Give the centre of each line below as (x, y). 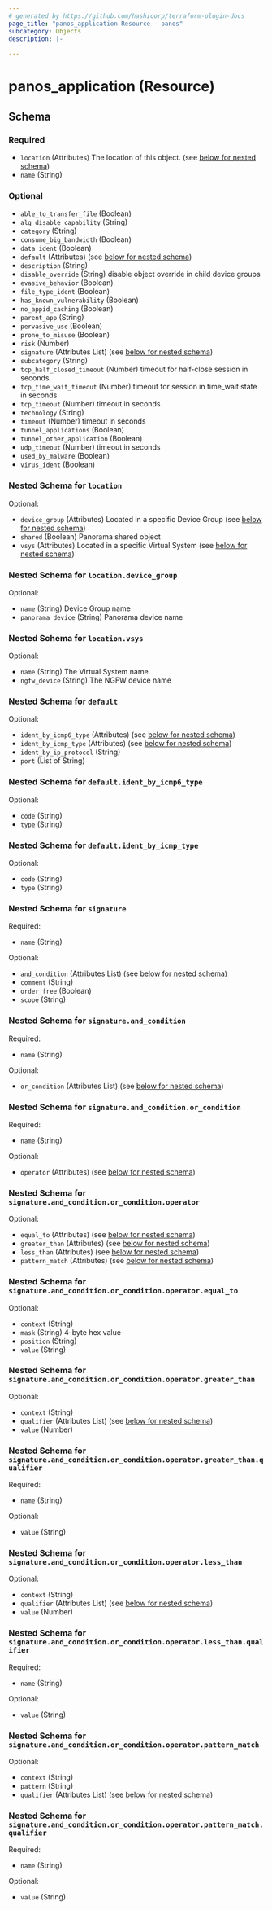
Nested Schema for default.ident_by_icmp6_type (106, 782)
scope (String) (43, 999)
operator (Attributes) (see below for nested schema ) (108, 1172)
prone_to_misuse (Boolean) (65, 335)
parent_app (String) (52, 318)
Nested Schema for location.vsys (76, 638)
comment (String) (47, 982)
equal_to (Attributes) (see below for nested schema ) (108, 1235)
